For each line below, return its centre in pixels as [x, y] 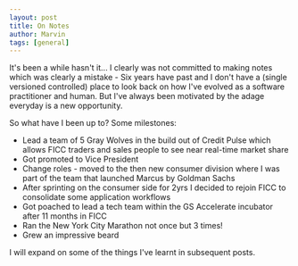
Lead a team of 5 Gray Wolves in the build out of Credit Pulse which [146, 140]
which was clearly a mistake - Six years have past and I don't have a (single [148, 78]
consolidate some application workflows [96, 197]
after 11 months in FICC [64, 216]
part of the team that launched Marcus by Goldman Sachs [128, 179]
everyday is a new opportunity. [66, 106]
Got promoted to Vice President [80, 159]
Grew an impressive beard [70, 235]
